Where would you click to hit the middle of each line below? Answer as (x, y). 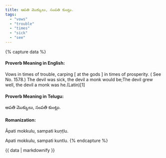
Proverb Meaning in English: (35, 63)
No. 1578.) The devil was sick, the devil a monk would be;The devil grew (79, 80)
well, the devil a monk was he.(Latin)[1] (45, 85)
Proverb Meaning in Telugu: (34, 96)
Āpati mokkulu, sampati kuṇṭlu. (37, 131)
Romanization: (21, 120)
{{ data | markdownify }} (30, 151)
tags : (11, 14)
